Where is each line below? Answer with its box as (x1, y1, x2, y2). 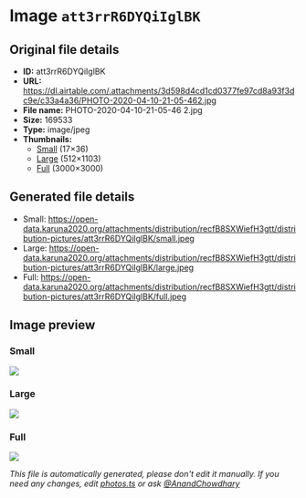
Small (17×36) (36, 143, 89, 154)
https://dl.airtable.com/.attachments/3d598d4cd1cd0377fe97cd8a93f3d (22, 86, 295, 96)
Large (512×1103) (36, 153, 101, 164)
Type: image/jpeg (22, 124, 90, 135)
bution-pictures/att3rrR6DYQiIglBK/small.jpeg (22, 233, 195, 244)
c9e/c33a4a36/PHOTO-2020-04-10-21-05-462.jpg (22, 95, 217, 106)
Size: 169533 (22, 115, 73, 125)
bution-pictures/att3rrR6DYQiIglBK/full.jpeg (22, 291, 187, 302)
